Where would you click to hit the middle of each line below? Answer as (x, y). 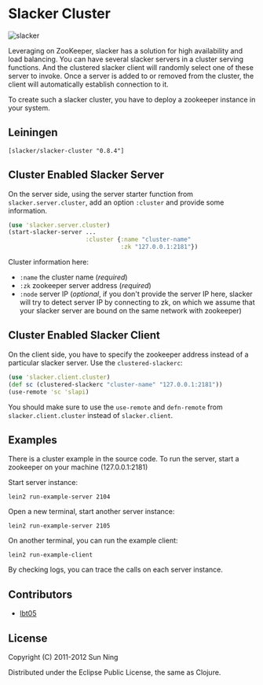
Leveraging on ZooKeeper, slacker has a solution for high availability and (126, 50)
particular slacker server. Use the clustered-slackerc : (95, 362)
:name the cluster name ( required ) (73, 277)
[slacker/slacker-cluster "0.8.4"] (66, 150)
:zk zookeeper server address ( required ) (85, 286)
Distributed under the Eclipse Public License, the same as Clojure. (115, 672)
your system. (29, 108)
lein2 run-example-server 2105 (59, 526)
